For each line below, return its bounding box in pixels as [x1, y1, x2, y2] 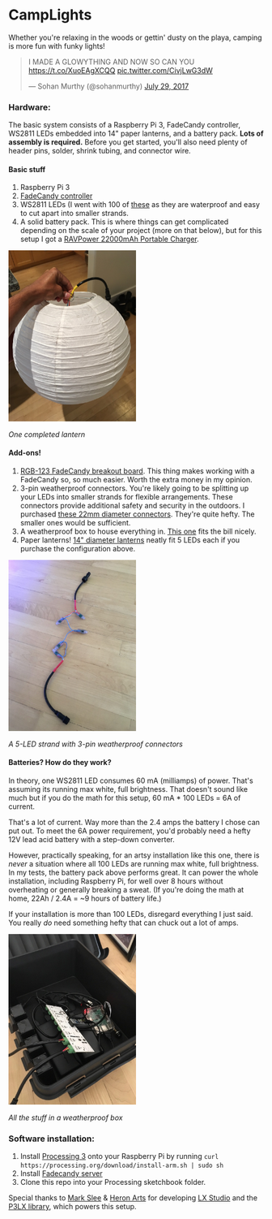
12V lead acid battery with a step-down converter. [8, 834, 176, 844]
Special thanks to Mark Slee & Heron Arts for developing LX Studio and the [8, 1193, 257, 1203]
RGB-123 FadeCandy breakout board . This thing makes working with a [19, 466, 255, 476]
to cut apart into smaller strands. [19, 209, 130, 218]
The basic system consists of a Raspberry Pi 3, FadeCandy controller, [8, 120, 241, 130]
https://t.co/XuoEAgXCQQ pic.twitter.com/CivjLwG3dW [28, 65, 213, 75]
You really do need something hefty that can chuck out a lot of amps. [8, 918, 239, 927]
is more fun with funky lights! [8, 41, 105, 50]
